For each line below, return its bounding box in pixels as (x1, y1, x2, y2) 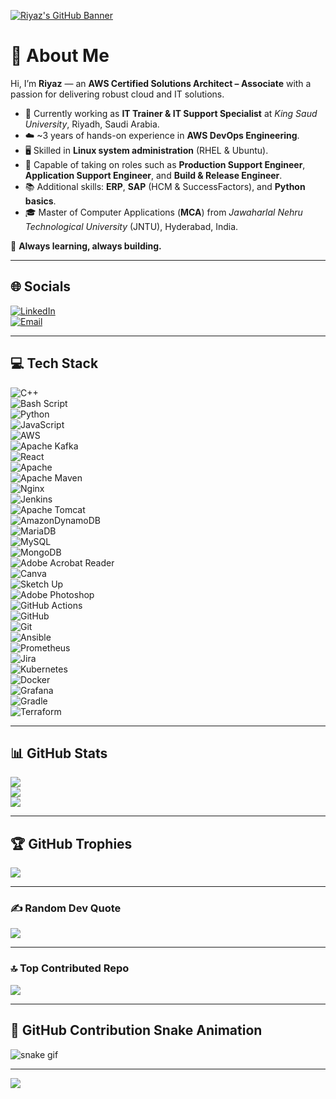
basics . (24, 195, 57, 207)
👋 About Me (10, 45, 110, 67)
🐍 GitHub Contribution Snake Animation (10, 1022, 263, 1039)
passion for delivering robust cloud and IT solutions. (10, 88, 225, 100)
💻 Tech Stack (10, 355, 99, 372)
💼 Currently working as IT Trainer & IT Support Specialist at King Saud (24, 107, 318, 119)
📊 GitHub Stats (10, 745, 108, 762)
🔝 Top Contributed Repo (10, 961, 130, 975)
